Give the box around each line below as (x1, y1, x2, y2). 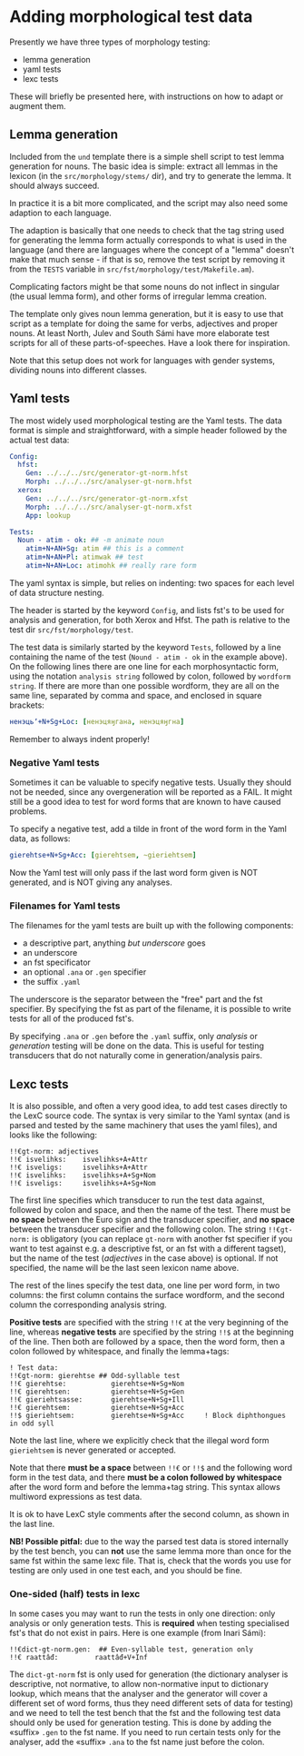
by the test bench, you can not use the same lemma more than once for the (9, 1546, 292, 1557)
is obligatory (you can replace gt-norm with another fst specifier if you (31, 1234, 293, 1245)
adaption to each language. (9, 207, 112, 218)
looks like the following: (9, 1129, 98, 1141)
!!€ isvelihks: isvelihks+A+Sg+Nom (9, 1171, 156, 1180)
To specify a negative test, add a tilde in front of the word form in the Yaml (9, 824, 288, 835)
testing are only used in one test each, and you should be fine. (9, 1565, 243, 1576)
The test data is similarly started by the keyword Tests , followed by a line (9, 641, 281, 652)
